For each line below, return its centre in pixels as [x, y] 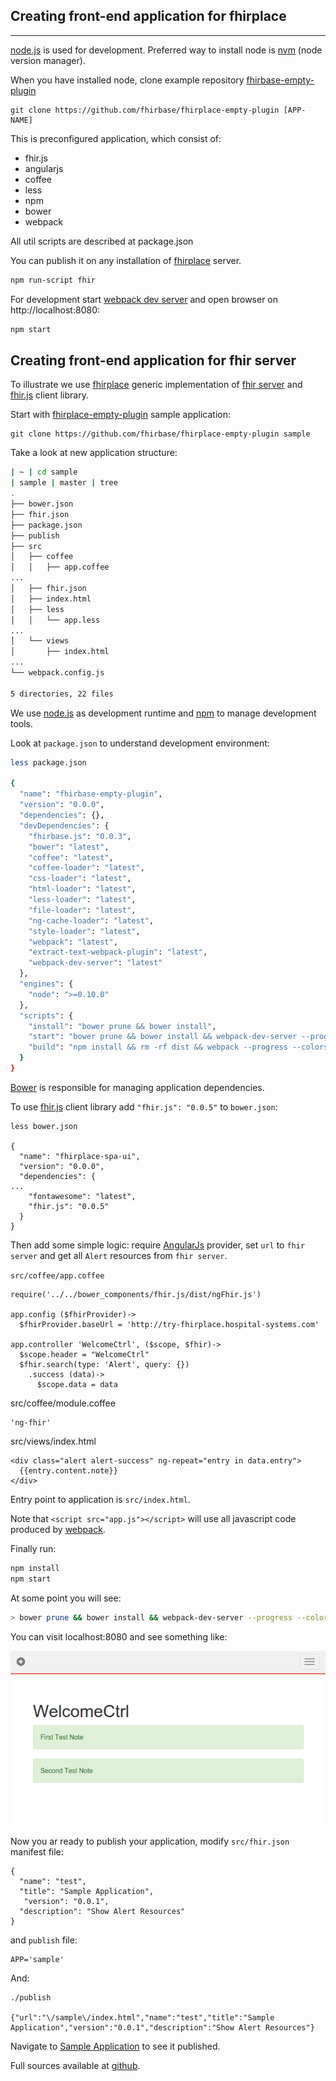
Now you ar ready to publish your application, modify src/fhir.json [150, 1841]
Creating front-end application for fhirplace [148, 16]
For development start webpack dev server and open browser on [144, 299]
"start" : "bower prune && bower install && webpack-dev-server [163, 1037]
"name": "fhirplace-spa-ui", [80, 1156]
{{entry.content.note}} [68, 1470]
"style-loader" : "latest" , [84, 931]
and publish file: [44, 1940]
